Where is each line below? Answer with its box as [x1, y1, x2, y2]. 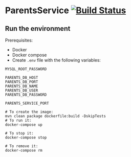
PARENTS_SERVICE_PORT [5, 101, 49, 106]
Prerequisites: [5, 37, 33, 43]
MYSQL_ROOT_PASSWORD [5, 67, 47, 71]
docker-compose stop [5, 135, 47, 140]
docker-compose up [5, 122, 43, 127]
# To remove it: [5, 144, 38, 149]
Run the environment [5, 24, 71, 33]
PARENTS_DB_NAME [5, 84, 38, 89]
